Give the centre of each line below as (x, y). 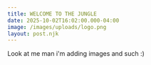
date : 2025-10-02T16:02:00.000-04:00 (63, 20)
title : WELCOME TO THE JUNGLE (52, 14)
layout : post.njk (33, 34)
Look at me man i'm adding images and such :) (76, 54)
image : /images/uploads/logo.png (57, 27)
